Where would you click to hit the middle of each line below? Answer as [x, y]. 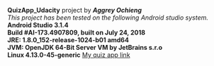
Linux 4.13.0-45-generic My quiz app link [69, 55]
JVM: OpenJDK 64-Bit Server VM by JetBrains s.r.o [85, 47]
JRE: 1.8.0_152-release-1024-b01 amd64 [68, 40]
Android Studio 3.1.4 [38, 25]
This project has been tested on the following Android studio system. [108, 18]
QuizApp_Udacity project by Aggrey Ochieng [75, 10]
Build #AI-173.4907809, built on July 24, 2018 [77, 32]
